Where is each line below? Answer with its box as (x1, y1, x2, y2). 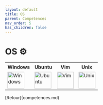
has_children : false (5, 25, 47, 30)
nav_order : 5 (5, 20, 32, 26)
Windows (7, 64, 30, 70)
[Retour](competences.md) (5, 95, 60, 101)
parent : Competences (5, 16, 47, 21)
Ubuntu (34, 64, 52, 70)
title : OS (5, 12, 25, 17)
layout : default (5, 7, 38, 12)
